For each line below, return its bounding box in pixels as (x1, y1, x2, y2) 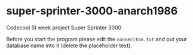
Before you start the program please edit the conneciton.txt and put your (6, 35, 187, 42)
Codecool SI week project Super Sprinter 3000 (6, 24, 122, 31)
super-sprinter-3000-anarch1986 (6, 4, 178, 18)
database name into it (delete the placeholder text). (6, 42, 133, 49)
